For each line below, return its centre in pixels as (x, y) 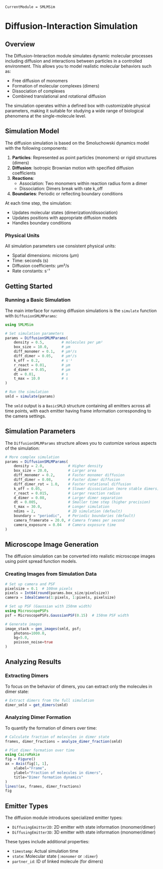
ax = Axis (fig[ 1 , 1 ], (27, 764)
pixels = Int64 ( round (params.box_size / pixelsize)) (57, 593)
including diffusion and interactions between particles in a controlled (73, 61)
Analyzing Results (33, 662)
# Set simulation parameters (34, 333)
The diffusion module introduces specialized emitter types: (64, 818)
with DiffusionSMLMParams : (31, 315)
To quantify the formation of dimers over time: (51, 728)
